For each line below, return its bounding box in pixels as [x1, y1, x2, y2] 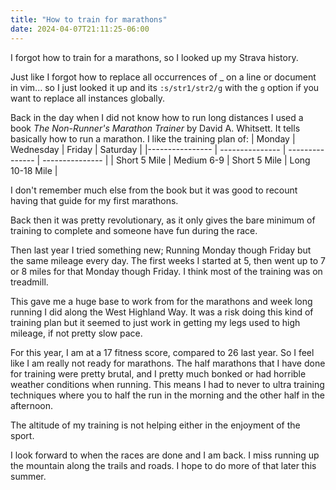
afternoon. [10, 399, 54, 411]
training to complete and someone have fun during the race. [10, 224, 258, 236]
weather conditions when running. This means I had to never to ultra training [10, 378, 325, 390]
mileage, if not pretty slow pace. [10, 327, 143, 339]
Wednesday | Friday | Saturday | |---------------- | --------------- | [10, 143, 287, 155]
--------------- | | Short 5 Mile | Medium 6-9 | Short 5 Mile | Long [42, 154, 311, 166]
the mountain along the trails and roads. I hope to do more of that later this [10, 459, 317, 471]
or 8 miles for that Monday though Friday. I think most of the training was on [10, 265, 323, 277]
